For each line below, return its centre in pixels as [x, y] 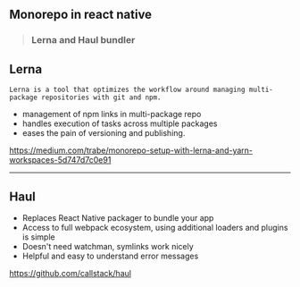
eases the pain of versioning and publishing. [104, 133]
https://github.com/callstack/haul [71, 273]
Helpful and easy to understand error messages [110, 256]
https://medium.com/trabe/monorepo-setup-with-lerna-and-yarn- [131, 150]
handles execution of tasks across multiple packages [120, 123]
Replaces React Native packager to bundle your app [118, 217]
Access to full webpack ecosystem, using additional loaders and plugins [155, 227]
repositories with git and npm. [102, 97]
